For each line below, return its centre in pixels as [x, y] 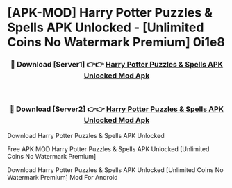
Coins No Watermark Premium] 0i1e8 [116, 42]
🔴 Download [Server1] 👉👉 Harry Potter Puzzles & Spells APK [117, 65]
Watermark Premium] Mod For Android [63, 177]
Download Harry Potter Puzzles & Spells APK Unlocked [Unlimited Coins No [115, 170]
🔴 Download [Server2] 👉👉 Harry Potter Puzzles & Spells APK [117, 109]
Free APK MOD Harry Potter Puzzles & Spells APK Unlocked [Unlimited [108, 149]
